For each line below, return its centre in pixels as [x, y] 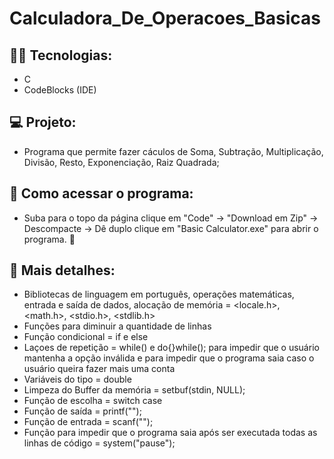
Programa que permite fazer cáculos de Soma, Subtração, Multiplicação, [173, 151]
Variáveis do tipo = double [77, 379]
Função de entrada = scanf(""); [88, 422]
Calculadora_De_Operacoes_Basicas [165, 18]
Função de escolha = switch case [93, 401]
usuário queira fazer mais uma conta [99, 369]
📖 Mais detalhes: [62, 270]
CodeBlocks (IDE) [60, 90]
